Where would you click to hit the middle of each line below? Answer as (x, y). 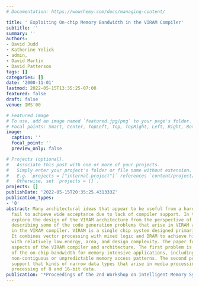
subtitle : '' (22, 28)
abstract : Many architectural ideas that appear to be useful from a (94, 209)
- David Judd (22, 44)
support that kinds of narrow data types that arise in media (90, 264)
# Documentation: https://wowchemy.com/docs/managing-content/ (86, 12)
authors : (17, 39)
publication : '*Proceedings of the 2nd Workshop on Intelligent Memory (96, 275)
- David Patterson (29, 66)
